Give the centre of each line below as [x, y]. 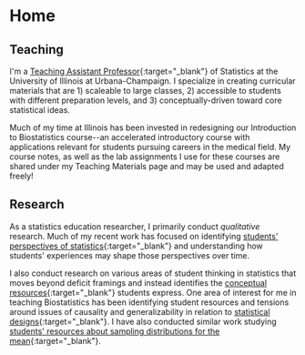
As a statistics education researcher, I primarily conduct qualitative [135, 226]
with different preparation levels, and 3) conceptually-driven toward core [146, 100]
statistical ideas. [40, 110]
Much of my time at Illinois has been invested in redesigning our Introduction [153, 127]
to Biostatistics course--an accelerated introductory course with [130, 137]
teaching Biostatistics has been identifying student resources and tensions [149, 302]
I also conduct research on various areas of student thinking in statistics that [153, 273]
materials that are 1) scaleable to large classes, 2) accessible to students [146, 91]
